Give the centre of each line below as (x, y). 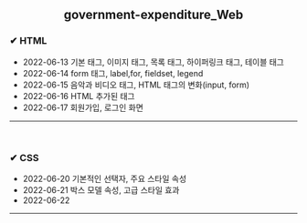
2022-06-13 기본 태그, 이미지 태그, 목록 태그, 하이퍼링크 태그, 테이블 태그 (153, 62)
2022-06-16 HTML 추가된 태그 (79, 96)
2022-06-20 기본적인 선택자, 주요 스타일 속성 (105, 178)
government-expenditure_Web (153, 15)
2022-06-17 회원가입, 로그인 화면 (83, 107)
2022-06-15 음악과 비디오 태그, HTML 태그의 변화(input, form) (136, 85)
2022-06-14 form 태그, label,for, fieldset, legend (113, 73)
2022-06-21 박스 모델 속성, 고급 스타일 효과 (101, 189)
